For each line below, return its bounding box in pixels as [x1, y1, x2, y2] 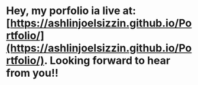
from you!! [6, 66, 59, 80]
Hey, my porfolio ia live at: [6, 4, 137, 18]
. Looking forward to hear [44, 54, 170, 67]
